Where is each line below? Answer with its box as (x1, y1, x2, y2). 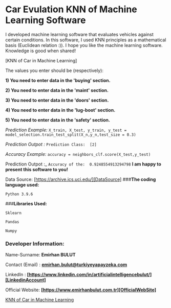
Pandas (5, 219, 19, 224)
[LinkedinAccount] (5, 277, 46, 283)
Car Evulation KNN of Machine (5, 4, 137, 15)
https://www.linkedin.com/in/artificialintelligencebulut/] (29, 272, 152, 278)
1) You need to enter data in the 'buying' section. (5, 77, 111, 83)
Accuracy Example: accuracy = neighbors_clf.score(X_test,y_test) (5, 151, 151, 157)
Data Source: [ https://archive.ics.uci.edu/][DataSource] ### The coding (5, 176, 156, 182)
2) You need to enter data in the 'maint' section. (5, 87, 109, 93)
